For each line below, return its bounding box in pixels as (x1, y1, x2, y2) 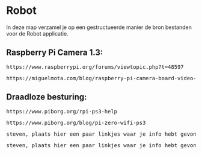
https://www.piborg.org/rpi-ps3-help (6, 108, 118, 115)
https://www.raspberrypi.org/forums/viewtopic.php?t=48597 (6, 63, 185, 70)
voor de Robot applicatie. (6, 30, 69, 37)
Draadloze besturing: (6, 92, 87, 103)
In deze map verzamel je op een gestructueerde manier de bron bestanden (6, 24, 192, 31)
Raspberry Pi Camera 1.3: (6, 48, 103, 58)
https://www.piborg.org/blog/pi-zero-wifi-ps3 (6, 119, 146, 126)
